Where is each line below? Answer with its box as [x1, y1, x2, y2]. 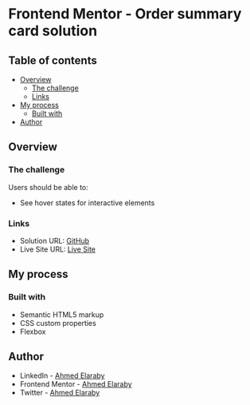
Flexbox [19, 327, 46, 336]
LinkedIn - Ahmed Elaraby [19, 371, 105, 380]
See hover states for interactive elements [19, 197, 155, 208]
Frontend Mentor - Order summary [8, 5, 242, 23]
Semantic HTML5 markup [19, 309, 104, 320]
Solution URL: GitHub [19, 236, 90, 245]
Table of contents [8, 54, 97, 67]
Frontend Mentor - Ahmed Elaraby [19, 379, 133, 389]
